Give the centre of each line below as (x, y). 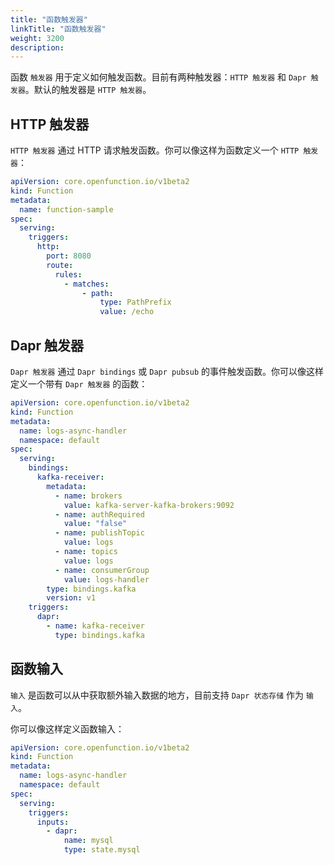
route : (60, 265)
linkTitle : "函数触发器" (58, 29)
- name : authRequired (99, 514)
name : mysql (88, 841)
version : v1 (71, 598)
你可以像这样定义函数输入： (67, 728)
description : (37, 47)
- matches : (86, 284)
